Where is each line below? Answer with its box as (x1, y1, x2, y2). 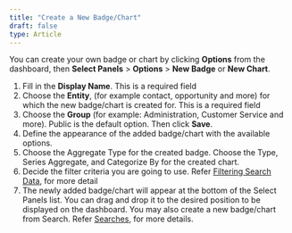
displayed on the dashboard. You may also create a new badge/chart (21, 204, 277, 215)
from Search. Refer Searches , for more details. (21, 213, 194, 224)
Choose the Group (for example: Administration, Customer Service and (21, 109, 284, 121)
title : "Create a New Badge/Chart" (9, 12, 142, 22)
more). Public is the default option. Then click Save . (21, 119, 213, 129)
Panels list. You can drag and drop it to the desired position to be (21, 195, 261, 205)
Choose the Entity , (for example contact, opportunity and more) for (21, 90, 271, 101)
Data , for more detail (21, 176, 98, 187)
